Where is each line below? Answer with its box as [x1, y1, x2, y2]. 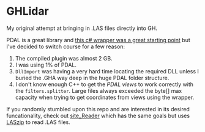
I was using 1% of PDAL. [15, 61, 77, 68]
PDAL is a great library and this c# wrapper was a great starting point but [6, 36, 191, 43]
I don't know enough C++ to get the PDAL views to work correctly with [15, 81, 194, 88]
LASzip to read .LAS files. [6, 118, 70, 126]
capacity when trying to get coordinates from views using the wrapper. [15, 94, 195, 101]
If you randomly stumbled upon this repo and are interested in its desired [6, 105, 190, 112]
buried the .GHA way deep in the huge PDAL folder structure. [15, 74, 170, 81]
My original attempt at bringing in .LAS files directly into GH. [6, 24, 158, 32]
